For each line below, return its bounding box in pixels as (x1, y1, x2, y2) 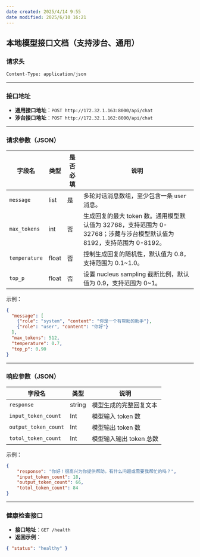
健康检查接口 (6, 512, 43, 519)
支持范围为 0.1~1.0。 (83, 259, 144, 267)
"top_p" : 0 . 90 (11, 346, 46, 352)
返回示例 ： (14, 534, 42, 541)
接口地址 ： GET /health (14, 526, 71, 533)
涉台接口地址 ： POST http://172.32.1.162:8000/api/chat (14, 114, 153, 121)
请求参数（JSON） (6, 136, 60, 144)
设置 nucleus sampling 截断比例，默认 (83, 270, 189, 278)
